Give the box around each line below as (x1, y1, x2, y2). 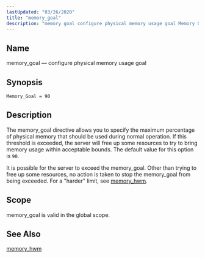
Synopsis (6, 77, 43, 88)
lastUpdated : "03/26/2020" (6, 9, 75, 15)
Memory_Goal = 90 (6, 93, 51, 99)
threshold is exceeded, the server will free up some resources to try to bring (6, 139, 198, 146)
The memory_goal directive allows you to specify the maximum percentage (6, 126, 195, 134)
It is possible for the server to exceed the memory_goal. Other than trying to (6, 164, 197, 172)
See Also (6, 229, 41, 240)
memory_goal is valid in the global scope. (6, 211, 110, 218)
